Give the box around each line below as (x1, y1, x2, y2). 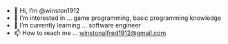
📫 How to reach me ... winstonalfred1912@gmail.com (13, 29, 167, 37)
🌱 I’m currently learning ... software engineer (13, 21, 141, 29)
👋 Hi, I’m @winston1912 (13, 7, 80, 14)
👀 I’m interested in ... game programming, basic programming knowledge (13, 14, 222, 22)
